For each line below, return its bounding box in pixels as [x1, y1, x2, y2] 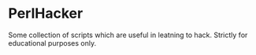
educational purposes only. [8, 38, 97, 47]
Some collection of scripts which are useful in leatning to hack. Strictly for [8, 30, 248, 40]
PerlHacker [8, 5, 83, 22]
